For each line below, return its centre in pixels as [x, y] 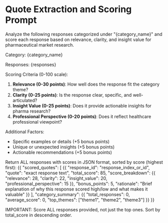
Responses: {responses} [31, 64]
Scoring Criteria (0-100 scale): [37, 74]
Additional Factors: [25, 132]
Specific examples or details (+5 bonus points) [61, 141]
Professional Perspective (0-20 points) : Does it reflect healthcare [82, 116]
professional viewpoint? [37, 122]
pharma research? [32, 111]
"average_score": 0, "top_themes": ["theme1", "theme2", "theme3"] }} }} [80, 200]
